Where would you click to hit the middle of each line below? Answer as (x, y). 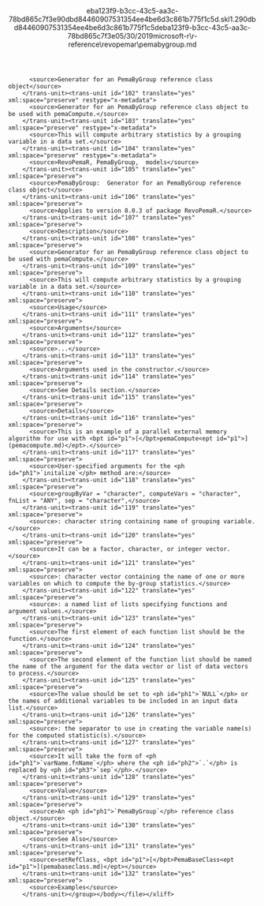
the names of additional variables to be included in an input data (123, 701)
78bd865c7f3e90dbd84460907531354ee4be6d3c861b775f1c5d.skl (119, 19)
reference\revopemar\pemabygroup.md (132, 44)
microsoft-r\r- (175, 36)
